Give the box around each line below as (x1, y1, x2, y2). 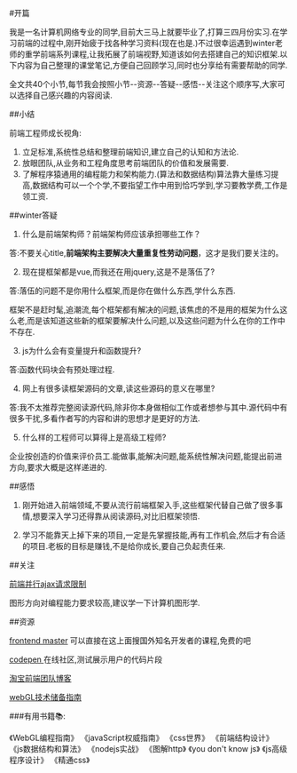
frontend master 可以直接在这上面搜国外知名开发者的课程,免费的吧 (9, 635, 251, 646)
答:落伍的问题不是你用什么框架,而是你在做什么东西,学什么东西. (9, 285, 237, 296)
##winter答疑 (9, 210, 58, 220)
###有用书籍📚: (9, 711, 66, 721)
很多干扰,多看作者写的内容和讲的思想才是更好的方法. (9, 413, 201, 424)
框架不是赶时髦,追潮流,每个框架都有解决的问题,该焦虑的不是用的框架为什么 (9, 305, 281, 315)
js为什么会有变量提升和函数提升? (21, 346, 142, 355)
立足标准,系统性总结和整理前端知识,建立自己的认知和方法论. (21, 147, 239, 157)
